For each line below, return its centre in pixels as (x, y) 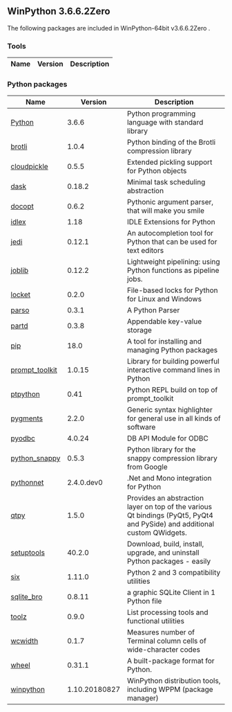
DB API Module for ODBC (167, 438)
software (141, 427)
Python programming (161, 114)
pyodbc (23, 438)
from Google (147, 467)
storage (139, 330)
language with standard (165, 123)
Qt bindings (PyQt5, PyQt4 (170, 515)
